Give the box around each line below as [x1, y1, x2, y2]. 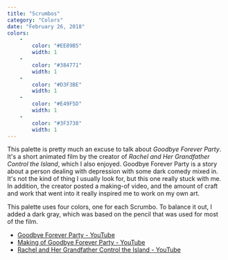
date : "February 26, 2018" [7, 23, 85, 30]
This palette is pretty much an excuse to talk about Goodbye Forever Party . [7, 145, 222, 153]
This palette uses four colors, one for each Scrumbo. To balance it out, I [7, 202, 213, 211]
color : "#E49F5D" [32, 101, 82, 107]
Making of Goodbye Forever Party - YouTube [17, 239, 146, 247]
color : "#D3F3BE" [32, 81, 82, 88]
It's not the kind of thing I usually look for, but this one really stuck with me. [7, 175, 222, 183]
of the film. [7, 218, 38, 226]
